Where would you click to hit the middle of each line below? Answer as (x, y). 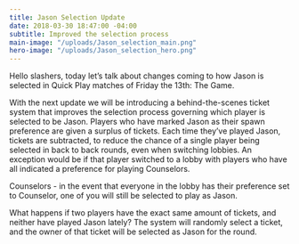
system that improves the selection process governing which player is (137, 112)
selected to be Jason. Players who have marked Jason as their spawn (137, 122)
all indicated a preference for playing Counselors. (100, 169)
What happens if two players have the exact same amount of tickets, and (143, 213)
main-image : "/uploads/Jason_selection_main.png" (103, 42)
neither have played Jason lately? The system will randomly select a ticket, (146, 223)
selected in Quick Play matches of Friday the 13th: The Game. (122, 85)
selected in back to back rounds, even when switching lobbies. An (130, 150)
